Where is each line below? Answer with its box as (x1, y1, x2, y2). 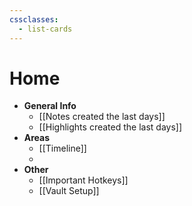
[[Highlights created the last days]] (38, 121, 183, 133)
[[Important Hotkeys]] (38, 174, 129, 186)
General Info (23, 100, 77, 112)
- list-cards (18, 24, 73, 34)
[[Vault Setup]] (38, 185, 100, 197)
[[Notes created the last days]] (38, 111, 166, 123)
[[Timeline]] (38, 142, 87, 155)
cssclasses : (9, 14, 59, 25)
